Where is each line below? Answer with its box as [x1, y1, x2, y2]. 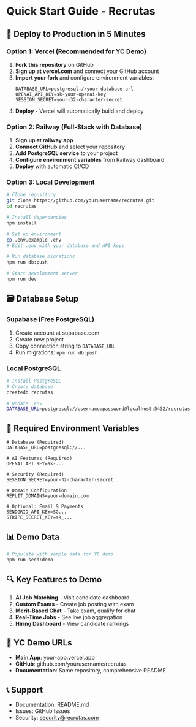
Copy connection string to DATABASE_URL [15, 342, 116, 349]
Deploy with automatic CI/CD [15, 162, 89, 170]
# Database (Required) [6, 440, 64, 446]
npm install [6, 219, 37, 226]
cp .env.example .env [6, 237, 62, 243]
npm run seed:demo [6, 557, 53, 563]
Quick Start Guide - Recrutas [6, 4, 156, 18]
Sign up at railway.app [15, 137, 73, 144]
